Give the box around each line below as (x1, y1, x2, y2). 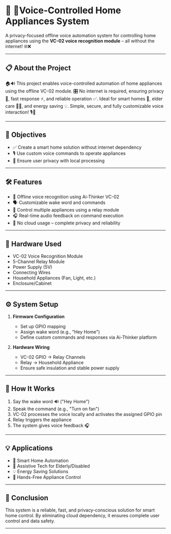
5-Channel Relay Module (12, 259, 65, 265)
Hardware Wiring (12, 344, 50, 350)
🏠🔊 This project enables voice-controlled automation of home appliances (5, 80, 162, 86)
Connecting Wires (12, 269, 51, 275)
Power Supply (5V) (12, 264, 52, 270)
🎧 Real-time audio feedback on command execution (12, 213, 124, 219)
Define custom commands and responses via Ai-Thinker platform (20, 334, 157, 340)
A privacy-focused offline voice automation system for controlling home (5, 32, 156, 38)
